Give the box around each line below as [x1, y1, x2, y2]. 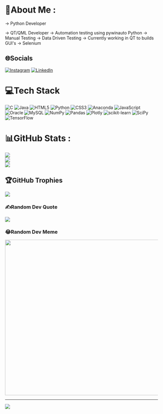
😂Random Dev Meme [5, 228, 58, 235]
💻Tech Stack [5, 85, 60, 96]
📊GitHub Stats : [5, 133, 71, 144]
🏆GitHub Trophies [5, 176, 63, 185]
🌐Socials [5, 54, 33, 63]
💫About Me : [5, 4, 56, 16]
